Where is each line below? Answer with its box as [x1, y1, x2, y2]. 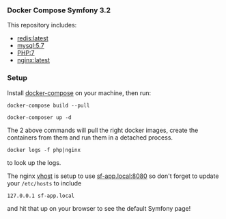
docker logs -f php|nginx [7, 146, 81, 153]
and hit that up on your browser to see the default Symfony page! [7, 204, 191, 212]
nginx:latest [16, 56, 50, 64]
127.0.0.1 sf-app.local [7, 192, 75, 199]
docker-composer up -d [7, 114, 72, 121]
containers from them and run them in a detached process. [7, 133, 173, 142]
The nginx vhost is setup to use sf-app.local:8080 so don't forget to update [7, 172, 219, 180]
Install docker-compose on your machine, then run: [7, 88, 152, 97]
